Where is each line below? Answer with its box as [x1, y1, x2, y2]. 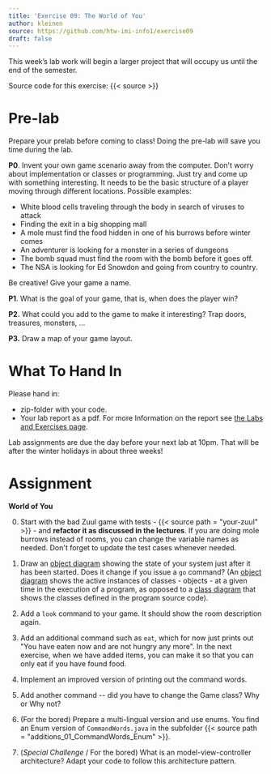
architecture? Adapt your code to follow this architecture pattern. [19, 756, 237, 766]
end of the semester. [8, 66, 78, 75]
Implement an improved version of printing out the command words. [19, 674, 248, 685]
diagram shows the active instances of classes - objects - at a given [19, 576, 248, 586]
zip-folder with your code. [19, 404, 108, 414]
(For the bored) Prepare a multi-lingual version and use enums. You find [19, 715, 260, 725]
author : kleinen [8, 19, 63, 28]
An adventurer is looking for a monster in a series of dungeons [19, 245, 229, 255]
